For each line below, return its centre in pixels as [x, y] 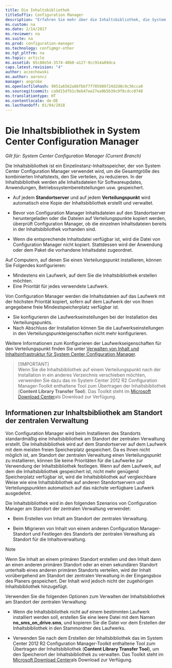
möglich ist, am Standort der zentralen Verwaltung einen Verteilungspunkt [83, 455]
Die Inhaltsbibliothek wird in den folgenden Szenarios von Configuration [81, 503]
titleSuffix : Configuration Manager [44, 15]
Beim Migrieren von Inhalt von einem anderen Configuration [76, 528]
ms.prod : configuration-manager [40, 44]
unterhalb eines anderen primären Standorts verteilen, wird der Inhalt [78, 570]
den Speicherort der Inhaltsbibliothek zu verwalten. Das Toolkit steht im [88, 654]
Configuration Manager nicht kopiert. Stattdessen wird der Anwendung [88, 245]
